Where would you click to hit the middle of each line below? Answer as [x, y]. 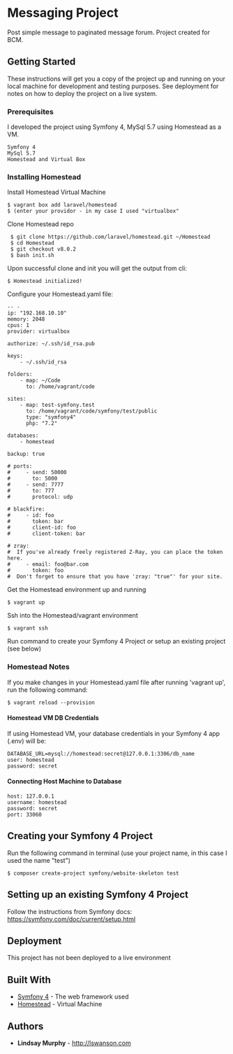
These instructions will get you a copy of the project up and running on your [116, 78]
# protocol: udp [40, 497]
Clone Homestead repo [41, 224]
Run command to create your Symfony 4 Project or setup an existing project [116, 642]
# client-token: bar [46, 534]
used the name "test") [39, 860]
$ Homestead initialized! [45, 282]
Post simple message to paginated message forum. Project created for [109, 32]
